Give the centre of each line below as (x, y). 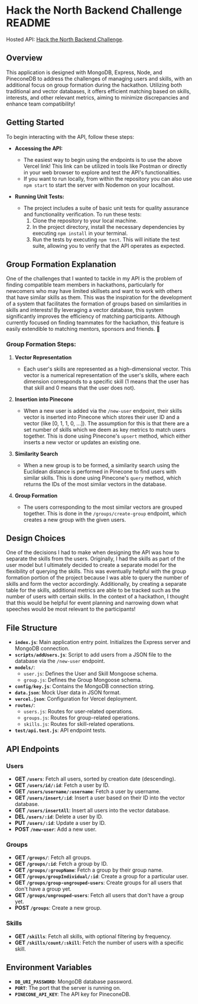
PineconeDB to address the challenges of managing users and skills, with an (99, 78)
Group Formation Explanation (61, 264)
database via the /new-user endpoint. (60, 661)
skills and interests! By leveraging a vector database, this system (85, 310)
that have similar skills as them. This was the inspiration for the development (99, 298)
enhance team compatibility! (41, 104)
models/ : (25, 667)
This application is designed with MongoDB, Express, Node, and (84, 72)
